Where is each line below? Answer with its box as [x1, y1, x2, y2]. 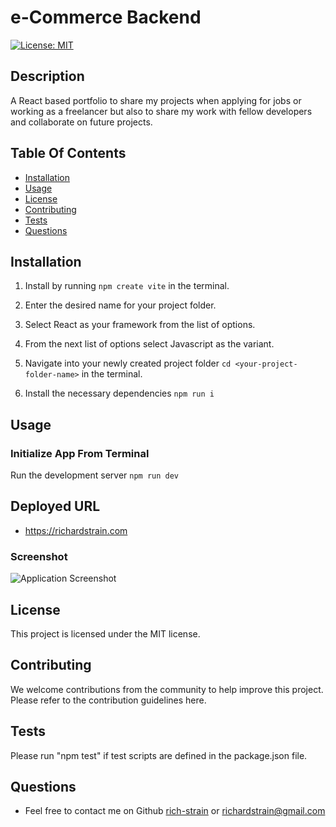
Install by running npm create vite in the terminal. [24, 280, 230, 292]
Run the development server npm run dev [10, 469, 180, 481]
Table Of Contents [10, 145, 127, 162]
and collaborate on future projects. [10, 116, 153, 128]
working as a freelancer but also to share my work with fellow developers [10, 105, 313, 117]
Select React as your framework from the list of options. [24, 319, 256, 331]
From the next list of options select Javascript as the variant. [24, 338, 275, 350]
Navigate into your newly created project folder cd [24, 357, 232, 370]
